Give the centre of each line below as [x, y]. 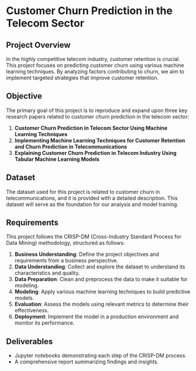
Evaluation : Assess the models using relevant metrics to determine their [102, 304]
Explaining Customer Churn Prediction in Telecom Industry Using [95, 153]
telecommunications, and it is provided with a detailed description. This [92, 198]
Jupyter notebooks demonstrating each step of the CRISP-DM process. [101, 356]
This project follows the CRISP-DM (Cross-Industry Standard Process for [94, 237]
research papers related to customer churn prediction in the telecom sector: [97, 116]
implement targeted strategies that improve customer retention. [82, 78]
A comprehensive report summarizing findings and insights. [87, 362]
